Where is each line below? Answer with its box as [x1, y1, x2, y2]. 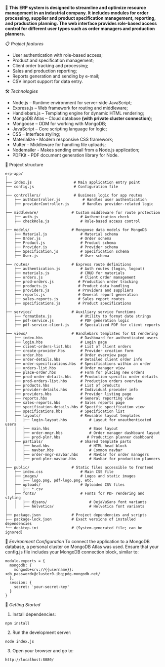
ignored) [5, 530, 23, 535]
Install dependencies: [12, 611, 56, 617]
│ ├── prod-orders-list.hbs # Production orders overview [5, 379, 142, 384]
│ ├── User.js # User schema [5, 253, 110, 258]
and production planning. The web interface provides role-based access [5, 20, 157, 26]
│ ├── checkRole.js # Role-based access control [5, 219, 140, 224]
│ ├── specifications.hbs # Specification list [5, 409, 125, 414]
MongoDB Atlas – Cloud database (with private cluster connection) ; [12, 116, 152, 121]
